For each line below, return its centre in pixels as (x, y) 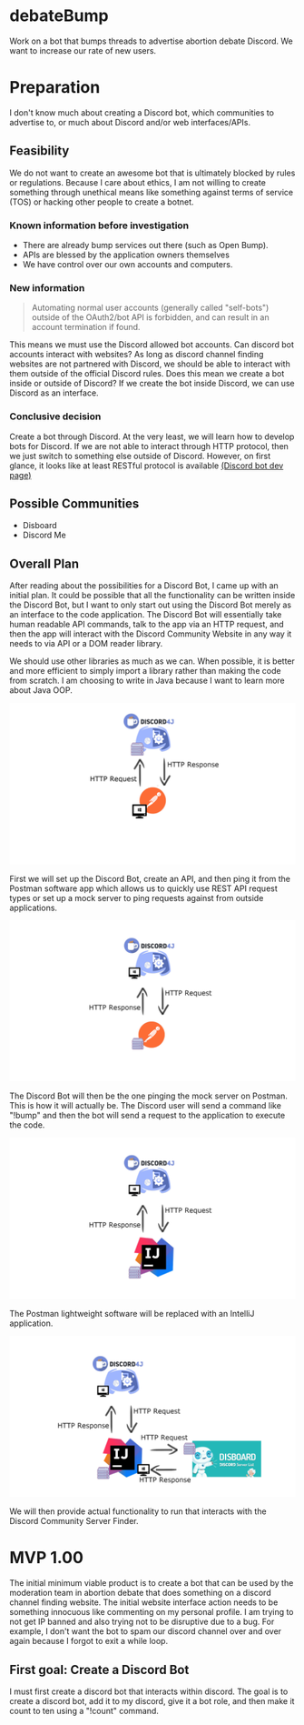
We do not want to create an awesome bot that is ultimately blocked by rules (152, 173)
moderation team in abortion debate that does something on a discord (140, 1593)
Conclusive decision (55, 416)
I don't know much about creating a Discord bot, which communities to (142, 112)
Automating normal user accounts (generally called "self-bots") (150, 308)
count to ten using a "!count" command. (84, 1710)
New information (47, 287)
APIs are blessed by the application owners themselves (126, 255)
